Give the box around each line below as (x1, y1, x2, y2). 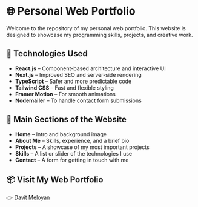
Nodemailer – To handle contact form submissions (15, 97, 142, 104)
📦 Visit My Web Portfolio (6, 174, 104, 185)
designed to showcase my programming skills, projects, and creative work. (6, 31, 193, 38)
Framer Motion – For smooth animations (15, 90, 116, 97)
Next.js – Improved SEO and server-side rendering (15, 71, 142, 78)
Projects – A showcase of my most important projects (15, 143, 150, 151)
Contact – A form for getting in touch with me (15, 156, 129, 163)
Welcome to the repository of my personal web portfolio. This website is (6, 24, 186, 31)
